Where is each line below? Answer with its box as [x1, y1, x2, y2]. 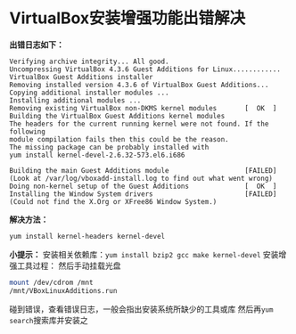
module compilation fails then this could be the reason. [9, 134, 229, 143]
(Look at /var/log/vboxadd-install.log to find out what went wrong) [9, 174, 274, 183]
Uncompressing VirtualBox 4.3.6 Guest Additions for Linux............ [9, 64, 281, 74]
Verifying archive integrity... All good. [9, 57, 169, 66]
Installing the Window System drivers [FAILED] [9, 189, 277, 199]
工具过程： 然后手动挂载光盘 [16, 260, 121, 271]
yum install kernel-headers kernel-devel [9, 232, 166, 240]
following [9, 126, 46, 136]
